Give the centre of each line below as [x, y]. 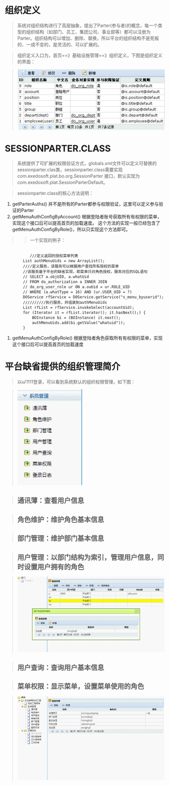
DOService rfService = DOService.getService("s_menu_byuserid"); [94, 297]
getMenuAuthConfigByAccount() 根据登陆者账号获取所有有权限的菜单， [87, 217]
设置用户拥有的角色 [54, 567]
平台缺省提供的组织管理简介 [63, 367]
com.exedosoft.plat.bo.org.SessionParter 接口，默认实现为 [78, 176]
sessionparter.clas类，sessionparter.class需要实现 [70, 170]
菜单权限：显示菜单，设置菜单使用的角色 [80, 686]
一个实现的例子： [48, 240]
